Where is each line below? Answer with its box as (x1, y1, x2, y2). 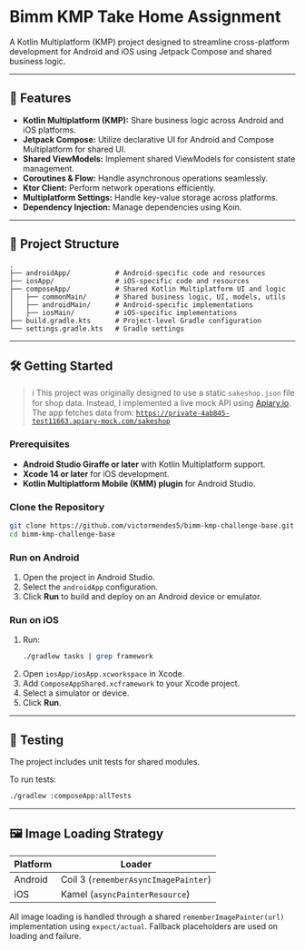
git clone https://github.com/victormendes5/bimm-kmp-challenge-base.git (9, 520, 295, 530)
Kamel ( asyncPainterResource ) (60, 887, 191, 900)
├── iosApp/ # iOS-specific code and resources (9, 276, 250, 285)
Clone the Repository (9, 500, 105, 513)
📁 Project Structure (9, 236, 120, 252)
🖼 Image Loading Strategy (9, 826, 164, 842)
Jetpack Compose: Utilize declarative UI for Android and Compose (22, 134, 275, 144)
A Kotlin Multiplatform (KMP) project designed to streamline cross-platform (9, 36, 290, 47)
